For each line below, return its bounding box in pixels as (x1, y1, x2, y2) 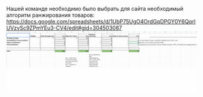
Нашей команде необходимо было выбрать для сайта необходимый (6, 5, 184, 12)
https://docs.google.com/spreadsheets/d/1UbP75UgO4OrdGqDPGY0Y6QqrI (6, 18, 196, 25)
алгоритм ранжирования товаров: (6, 11, 95, 19)
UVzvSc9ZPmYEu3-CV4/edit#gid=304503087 (6, 24, 123, 31)
